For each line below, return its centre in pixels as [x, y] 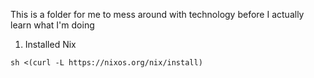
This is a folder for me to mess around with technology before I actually [157, 14]
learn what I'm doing [52, 25]
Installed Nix [50, 44]
